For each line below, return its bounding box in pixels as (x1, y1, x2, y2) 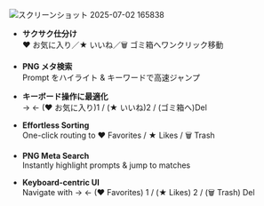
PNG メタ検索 (21, 61, 73, 71)
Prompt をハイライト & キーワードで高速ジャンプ (21, 72, 201, 83)
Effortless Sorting (21, 120, 90, 131)
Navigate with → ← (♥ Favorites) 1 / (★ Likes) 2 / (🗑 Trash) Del (21, 187, 255, 197)
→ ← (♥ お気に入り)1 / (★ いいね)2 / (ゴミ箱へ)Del (21, 102, 207, 113)
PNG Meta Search (21, 151, 90, 161)
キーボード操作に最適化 (21, 91, 108, 101)
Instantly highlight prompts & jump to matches (21, 160, 191, 170)
